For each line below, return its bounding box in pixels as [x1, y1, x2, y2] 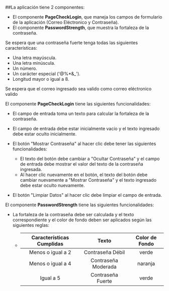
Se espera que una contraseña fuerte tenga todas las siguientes [5, 40, 138, 46]
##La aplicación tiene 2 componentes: [5, 5, 84, 10]
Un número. [12, 65, 37, 71]
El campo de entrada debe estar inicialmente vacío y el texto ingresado [12, 125, 160, 131]
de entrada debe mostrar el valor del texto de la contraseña [20, 161, 143, 167]
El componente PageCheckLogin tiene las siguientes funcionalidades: [5, 101, 151, 107]
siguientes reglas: [12, 222, 49, 228]
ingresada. [20, 167, 42, 172]
